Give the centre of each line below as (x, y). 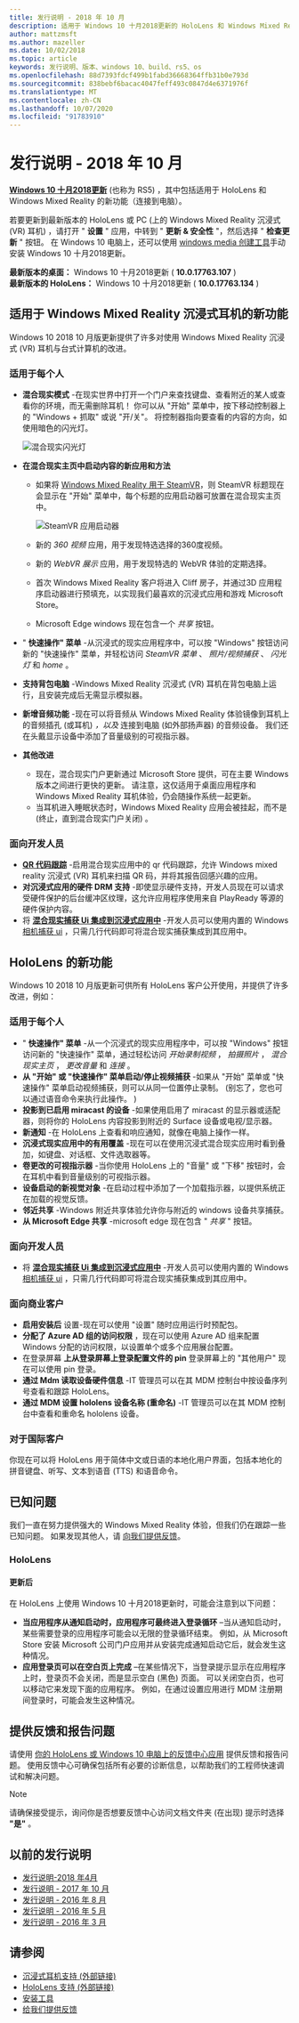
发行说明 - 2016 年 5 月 (64, 1911)
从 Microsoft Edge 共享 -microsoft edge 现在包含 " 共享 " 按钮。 (139, 1221)
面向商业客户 (37, 1303)
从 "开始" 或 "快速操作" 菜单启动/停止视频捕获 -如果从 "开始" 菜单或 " (149, 1076)
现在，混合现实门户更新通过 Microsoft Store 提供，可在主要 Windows (162, 774)
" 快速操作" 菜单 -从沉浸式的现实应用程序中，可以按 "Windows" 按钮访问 (155, 643)
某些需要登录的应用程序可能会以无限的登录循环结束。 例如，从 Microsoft (155, 1633)
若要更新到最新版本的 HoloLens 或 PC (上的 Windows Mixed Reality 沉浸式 (145, 220)
